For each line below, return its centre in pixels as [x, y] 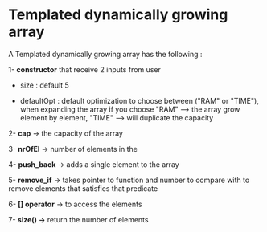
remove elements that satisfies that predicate [83, 188]
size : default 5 [45, 85]
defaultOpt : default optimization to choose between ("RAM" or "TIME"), [139, 100]
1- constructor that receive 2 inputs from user [84, 69]
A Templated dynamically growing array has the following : [105, 54]
